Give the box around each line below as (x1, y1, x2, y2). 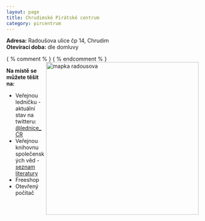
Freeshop (15, 176, 40, 184)
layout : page (6, 9, 40, 15)
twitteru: (15, 118, 37, 125)
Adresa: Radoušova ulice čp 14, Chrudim (6, 37, 109, 45)
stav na (15, 111, 34, 119)
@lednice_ (15, 125, 41, 132)
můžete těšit (6, 74, 39, 81)
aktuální (15, 105, 35, 112)
